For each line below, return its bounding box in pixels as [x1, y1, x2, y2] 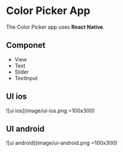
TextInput [14, 74, 38, 81]
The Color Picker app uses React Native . [6, 23, 105, 30]
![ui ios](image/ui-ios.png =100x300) [6, 107, 95, 114]
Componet [6, 40, 46, 50]
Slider [14, 68, 29, 75]
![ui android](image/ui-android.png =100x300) [6, 139, 118, 147]
